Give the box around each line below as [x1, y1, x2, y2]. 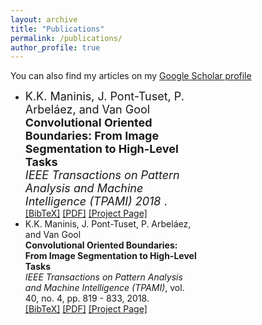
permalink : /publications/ [10, 33, 123, 43]
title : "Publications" [10, 24, 105, 34]
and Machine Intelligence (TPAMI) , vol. [24, 282, 185, 294]
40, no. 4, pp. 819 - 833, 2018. [24, 292, 150, 305]
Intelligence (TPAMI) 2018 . [24, 194, 168, 209]
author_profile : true [10, 42, 101, 53]
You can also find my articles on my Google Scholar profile [10, 70, 252, 82]
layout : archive [10, 14, 78, 25]
